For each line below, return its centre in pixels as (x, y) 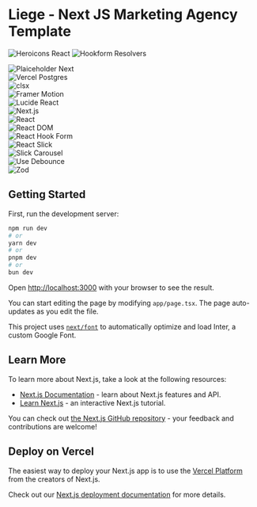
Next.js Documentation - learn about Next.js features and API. (120, 395)
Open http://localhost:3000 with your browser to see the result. (111, 288)
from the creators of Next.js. (54, 479)
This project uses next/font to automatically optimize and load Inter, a (122, 326)
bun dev (21, 273)
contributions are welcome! (53, 426)
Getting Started (47, 194)
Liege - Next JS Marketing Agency (123, 15)
